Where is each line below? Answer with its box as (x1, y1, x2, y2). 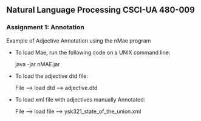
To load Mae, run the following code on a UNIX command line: (15, 49, 171, 56)
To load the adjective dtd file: (15, 72, 88, 80)
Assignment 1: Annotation (6, 23, 85, 32)
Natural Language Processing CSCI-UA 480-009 (6, 5, 196, 15)
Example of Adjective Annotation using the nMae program (6, 36, 151, 44)
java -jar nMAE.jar (15, 60, 60, 67)
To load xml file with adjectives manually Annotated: (15, 95, 146, 103)
